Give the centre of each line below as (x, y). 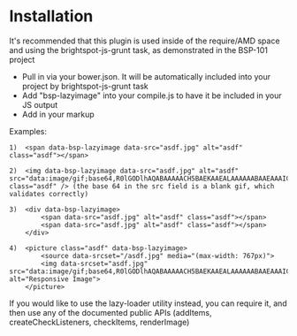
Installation (51, 16)
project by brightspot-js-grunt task (85, 86)
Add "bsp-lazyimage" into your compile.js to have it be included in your (152, 95)
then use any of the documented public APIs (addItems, (110, 312)
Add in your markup (58, 114)
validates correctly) (49, 194)
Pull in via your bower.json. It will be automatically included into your (146, 76)
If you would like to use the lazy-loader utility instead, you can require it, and (148, 303)
